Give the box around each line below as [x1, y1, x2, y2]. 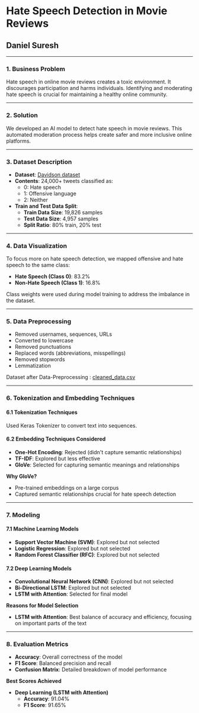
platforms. [6, 137, 31, 144]
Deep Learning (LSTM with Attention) [14, 689, 108, 696]
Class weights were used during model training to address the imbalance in [6, 291, 190, 298]
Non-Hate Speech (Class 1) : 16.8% [14, 280, 101, 287]
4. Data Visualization [6, 242, 67, 250]
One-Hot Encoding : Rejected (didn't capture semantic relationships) [14, 448, 182, 455]
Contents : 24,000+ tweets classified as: [14, 177, 114, 184]
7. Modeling [6, 510, 40, 519]
